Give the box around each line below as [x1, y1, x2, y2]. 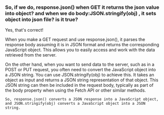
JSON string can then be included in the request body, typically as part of [5, 82, 154, 88]
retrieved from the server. [5, 52, 57, 58]
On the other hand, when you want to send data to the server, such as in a [5, 61, 155, 67]
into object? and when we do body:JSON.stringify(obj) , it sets [5, 10, 157, 17]
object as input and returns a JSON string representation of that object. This [5, 77, 159, 83]
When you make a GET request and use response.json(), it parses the [5, 37, 145, 42]
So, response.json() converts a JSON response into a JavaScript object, [5, 97, 159, 102]
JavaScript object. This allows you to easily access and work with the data [5, 47, 155, 53]
